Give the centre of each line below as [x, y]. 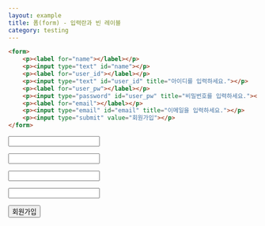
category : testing [38, 30]
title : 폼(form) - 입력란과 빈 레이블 [64, 23]
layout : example [35, 15]
